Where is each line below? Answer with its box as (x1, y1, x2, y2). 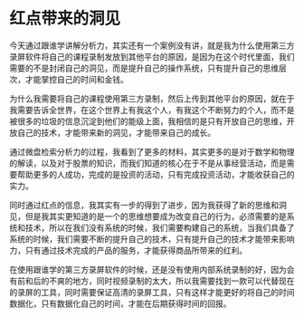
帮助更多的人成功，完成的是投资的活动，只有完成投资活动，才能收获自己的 (16, 168, 295, 179)
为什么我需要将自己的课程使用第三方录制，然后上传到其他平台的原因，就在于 (9, 92, 295, 104)
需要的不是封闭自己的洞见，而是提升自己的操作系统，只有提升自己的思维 (9, 62, 279, 73)
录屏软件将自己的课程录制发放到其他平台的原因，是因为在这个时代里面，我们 (9, 51, 295, 62)
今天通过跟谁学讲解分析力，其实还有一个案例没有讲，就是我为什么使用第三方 (9, 40, 295, 51)
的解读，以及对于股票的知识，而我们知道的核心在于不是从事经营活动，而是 (9, 158, 287, 168)
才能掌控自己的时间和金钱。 (24, 73, 128, 84)
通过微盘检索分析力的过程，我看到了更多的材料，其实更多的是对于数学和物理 (9, 146, 295, 157)
